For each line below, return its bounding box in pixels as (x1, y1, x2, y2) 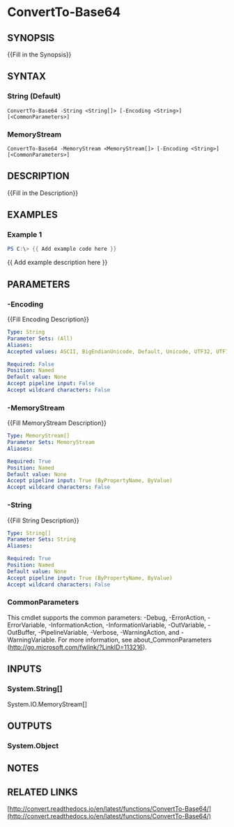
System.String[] (7, 684, 63, 694)
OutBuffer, (7, 628, 37, 636)
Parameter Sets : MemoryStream (7, 439, 95, 446)
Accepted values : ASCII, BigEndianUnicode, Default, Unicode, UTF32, (7, 348, 214, 355)
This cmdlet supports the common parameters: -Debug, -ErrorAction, (7, 613, 207, 621)
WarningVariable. (7, 635, 57, 644)
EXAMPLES (7, 209, 58, 221)
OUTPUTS (7, 720, 52, 732)
